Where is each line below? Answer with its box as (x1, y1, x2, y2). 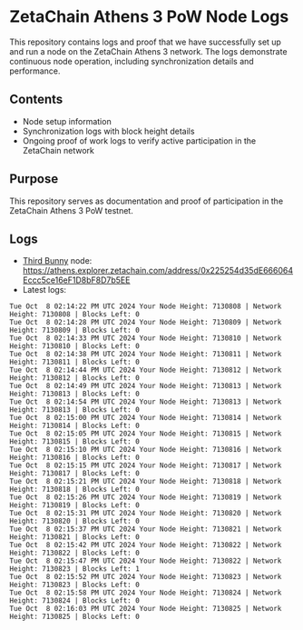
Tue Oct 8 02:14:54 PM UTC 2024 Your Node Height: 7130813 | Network (9, 397, 282, 406)
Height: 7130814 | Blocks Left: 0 (9, 421, 141, 431)
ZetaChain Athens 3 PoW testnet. (9, 205, 133, 215)
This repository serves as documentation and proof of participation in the (9, 195, 284, 206)
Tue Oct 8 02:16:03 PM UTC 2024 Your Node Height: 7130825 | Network (9, 605, 282, 614)
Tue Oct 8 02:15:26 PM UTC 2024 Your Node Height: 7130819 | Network (9, 493, 282, 502)
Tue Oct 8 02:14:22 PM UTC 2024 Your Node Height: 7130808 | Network (9, 302, 282, 311)
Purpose (9, 171, 59, 187)
